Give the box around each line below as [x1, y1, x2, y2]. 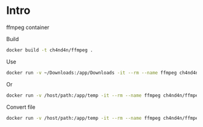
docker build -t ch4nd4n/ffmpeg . [6, 47, 94, 53]
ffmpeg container [6, 24, 50, 31]
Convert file [6, 103, 36, 111]
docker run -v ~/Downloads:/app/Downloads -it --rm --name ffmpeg [6, 70, 177, 76]
